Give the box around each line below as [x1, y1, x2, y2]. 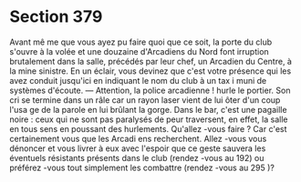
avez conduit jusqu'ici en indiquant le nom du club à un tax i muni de [9, 75, 267, 86]
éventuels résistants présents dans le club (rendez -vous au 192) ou [9, 152, 265, 163]
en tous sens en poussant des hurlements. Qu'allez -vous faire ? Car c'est [9, 123, 287, 134]
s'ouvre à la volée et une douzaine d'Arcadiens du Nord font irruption [9, 45, 269, 56]
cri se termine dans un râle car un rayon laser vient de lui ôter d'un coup [9, 94, 281, 106]
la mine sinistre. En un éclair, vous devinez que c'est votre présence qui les [9, 66, 292, 76]
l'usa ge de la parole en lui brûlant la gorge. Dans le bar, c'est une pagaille [9, 104, 287, 115]
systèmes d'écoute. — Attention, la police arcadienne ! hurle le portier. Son [9, 85, 291, 96]
